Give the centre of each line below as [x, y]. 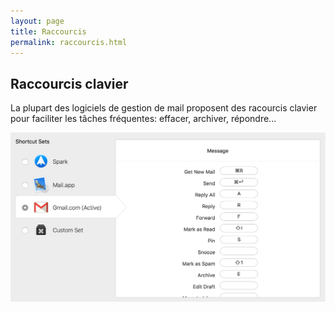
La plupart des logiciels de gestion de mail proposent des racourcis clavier [164, 108]
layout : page [37, 21]
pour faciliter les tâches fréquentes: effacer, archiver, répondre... [143, 119]
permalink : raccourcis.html [69, 42]
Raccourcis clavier [69, 83]
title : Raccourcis [48, 31]
